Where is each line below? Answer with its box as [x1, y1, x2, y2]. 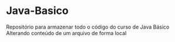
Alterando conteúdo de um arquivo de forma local [6, 29, 127, 36]
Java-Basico [6, 4, 69, 17]
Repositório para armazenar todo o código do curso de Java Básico [6, 23, 170, 30]
